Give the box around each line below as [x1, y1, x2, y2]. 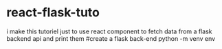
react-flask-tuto [6, 5, 100, 20]
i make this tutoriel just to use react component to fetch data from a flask [6, 27, 212, 35]
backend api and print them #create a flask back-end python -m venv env [6, 34, 216, 42]
